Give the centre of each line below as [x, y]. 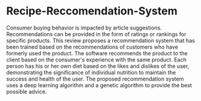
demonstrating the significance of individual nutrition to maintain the [91, 72]
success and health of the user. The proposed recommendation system [95, 79]
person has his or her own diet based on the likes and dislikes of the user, [98, 66]
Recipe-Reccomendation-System [92, 11]
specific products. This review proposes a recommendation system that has [101, 40]
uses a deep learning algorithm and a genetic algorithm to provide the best [99, 85]
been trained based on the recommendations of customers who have [92, 47]
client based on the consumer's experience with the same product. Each [97, 60]
